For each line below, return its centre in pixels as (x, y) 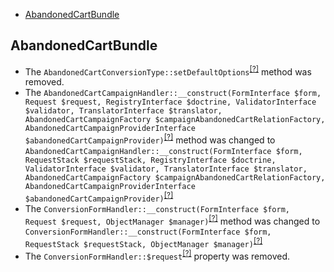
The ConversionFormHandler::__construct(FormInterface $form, (157, 208)
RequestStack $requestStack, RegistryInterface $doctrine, (150, 160)
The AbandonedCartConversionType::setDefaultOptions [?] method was (168, 71)
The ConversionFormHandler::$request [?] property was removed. (157, 255)
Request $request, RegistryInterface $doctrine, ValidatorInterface (170, 102)
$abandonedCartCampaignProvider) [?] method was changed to (150, 139)
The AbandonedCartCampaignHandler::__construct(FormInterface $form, (173, 93)
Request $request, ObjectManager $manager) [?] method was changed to (172, 220)
